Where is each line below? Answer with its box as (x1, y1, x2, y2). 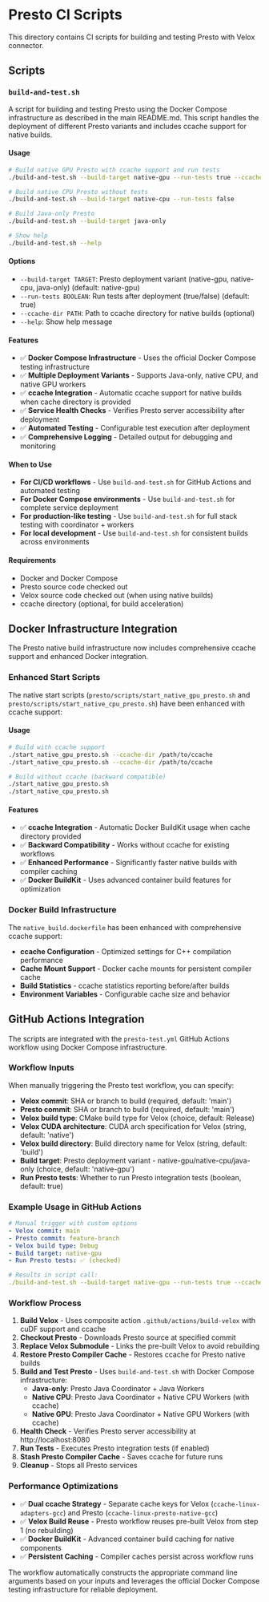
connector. (8, 40, 44, 50)
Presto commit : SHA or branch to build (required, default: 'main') (19, 1104, 235, 1114)
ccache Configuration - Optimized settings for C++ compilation (19, 946, 231, 956)
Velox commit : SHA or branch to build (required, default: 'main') (19, 1096, 232, 1106)
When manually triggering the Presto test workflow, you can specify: (8, 1080, 235, 1090)
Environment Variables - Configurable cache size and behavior (19, 989, 231, 999)
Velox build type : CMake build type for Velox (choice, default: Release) (19, 1113, 255, 1123)
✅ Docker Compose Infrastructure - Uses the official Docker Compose (19, 353, 256, 362)
